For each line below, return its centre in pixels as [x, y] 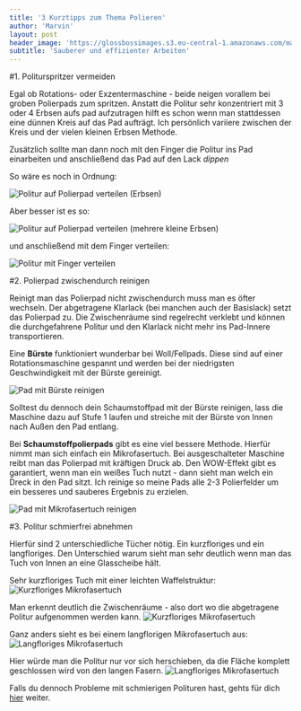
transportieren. [37, 337]
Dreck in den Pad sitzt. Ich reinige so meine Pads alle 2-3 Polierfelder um [144, 482]
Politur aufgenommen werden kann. [75, 617]
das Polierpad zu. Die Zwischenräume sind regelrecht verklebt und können [147, 317]
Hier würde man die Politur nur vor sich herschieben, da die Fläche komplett [150, 662]
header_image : [36, 43]
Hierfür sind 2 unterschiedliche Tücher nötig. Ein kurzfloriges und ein [137, 544]
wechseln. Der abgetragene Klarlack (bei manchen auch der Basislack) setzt [150, 308]
